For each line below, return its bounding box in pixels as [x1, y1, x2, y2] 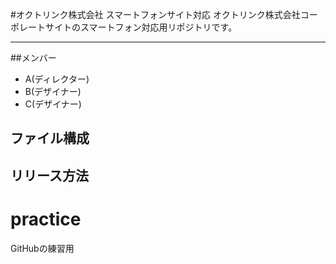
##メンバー [10, 52, 57, 63]
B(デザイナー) [24, 86, 82, 97]
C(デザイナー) [24, 98, 82, 110]
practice [10, 208, 82, 230]
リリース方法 [10, 167, 89, 184]
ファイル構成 [10, 130, 90, 147]
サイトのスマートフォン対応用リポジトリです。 [44, 21, 238, 33]
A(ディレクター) [24, 73, 90, 85]
